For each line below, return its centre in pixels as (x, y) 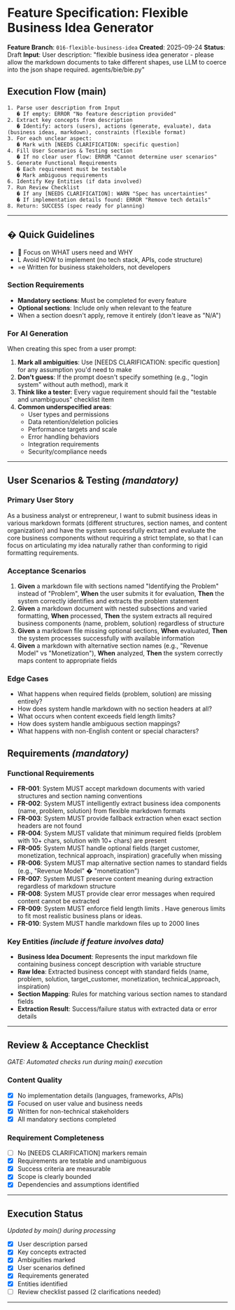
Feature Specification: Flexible (98, 13)
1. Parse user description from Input (64, 108)
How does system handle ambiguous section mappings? (99, 724)
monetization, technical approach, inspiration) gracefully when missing (120, 856)
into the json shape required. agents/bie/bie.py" (76, 69)
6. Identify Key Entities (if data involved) (74, 181)
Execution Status (45, 1214)
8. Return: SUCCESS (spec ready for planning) (76, 206)
